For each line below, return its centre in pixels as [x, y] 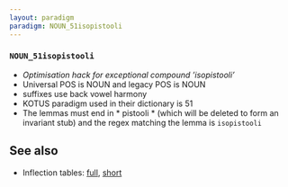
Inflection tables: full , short [72, 173]
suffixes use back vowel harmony [85, 93]
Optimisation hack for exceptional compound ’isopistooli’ [129, 75]
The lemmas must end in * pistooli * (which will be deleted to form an [150, 112]
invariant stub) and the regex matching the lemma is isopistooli [142, 122]
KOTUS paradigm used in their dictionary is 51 [108, 103]
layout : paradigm [42, 18]
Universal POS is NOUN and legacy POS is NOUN [114, 84]
